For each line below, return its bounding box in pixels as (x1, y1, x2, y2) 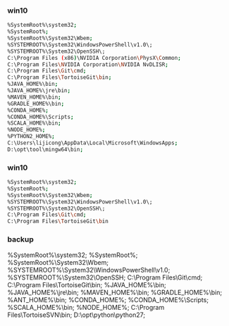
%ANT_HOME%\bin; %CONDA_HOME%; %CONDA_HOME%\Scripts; (7, 295, 209, 304)
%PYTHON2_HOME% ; (7, 133, 55, 140)
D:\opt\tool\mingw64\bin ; (7, 146, 83, 153)
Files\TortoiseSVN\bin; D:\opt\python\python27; (7, 311, 146, 319)
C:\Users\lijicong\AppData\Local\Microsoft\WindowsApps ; (7, 139, 178, 146)
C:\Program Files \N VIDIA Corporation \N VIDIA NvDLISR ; (7, 61, 169, 68)
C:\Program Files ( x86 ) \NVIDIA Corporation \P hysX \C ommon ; (7, 54, 181, 61)
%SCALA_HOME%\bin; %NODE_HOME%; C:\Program (7, 303, 165, 311)
